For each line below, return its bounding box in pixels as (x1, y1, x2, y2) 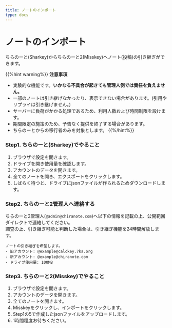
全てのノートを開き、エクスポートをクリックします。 (12, 173, 125, 179)
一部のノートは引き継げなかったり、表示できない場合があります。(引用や (12, 95, 167, 101)
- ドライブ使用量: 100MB (5, 260, 53, 265)
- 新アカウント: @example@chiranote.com (5, 254, 88, 260)
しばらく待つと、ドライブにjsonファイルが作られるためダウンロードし (12, 179, 161, 186)
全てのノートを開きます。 (12, 298, 67, 304)
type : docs (5, 12, 29, 17)
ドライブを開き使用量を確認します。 (12, 160, 89, 167)
